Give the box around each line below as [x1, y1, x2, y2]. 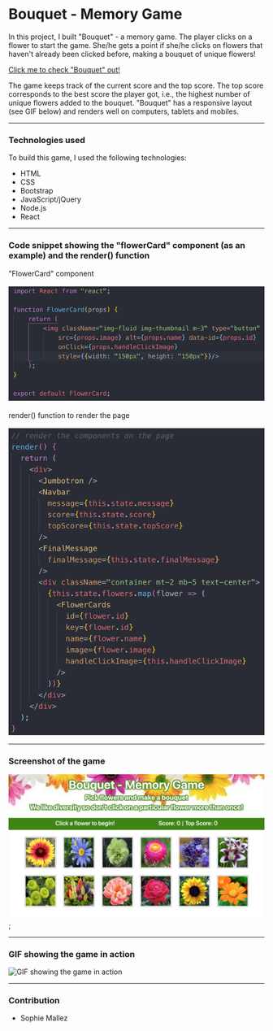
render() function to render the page [8, 411, 130, 420]
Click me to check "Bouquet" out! [8, 64, 120, 74]
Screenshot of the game [8, 755, 106, 767]
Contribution [8, 994, 60, 1006]
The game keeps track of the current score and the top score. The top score [8, 80, 264, 90]
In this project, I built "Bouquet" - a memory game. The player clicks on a [8, 32, 253, 41]
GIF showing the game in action [8, 948, 136, 959]
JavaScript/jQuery [19, 194, 81, 204]
